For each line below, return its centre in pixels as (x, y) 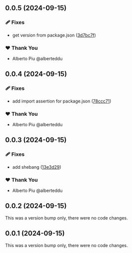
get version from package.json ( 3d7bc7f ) (54, 35)
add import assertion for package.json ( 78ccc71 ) (62, 101)
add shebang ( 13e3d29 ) (37, 167)
